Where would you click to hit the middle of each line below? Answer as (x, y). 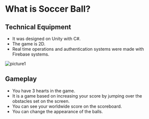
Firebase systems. (31, 54)
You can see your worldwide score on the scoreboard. (67, 106)
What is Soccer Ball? (48, 9)
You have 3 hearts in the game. (44, 91)
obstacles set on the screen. (41, 101)
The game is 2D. (29, 44)
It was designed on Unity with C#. (46, 39)
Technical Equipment (38, 27)
